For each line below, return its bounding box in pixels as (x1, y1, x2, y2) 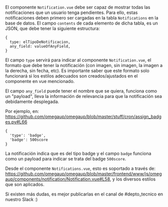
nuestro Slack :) (5, 196, 38, 202)
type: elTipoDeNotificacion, (10, 39, 71, 44)
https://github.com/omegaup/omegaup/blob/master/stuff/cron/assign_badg (5, 113, 162, 119)
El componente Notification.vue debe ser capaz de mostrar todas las (5, 4, 150, 10)
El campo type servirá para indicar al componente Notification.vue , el (5, 57, 151, 63)
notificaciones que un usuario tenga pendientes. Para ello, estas (5, 9, 138, 15)
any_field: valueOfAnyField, (10, 44, 71, 49)
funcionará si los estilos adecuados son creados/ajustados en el (5, 73, 138, 79)
